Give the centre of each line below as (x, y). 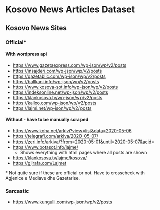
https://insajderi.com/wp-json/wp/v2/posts (57, 71)
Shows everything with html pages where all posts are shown (84, 152)
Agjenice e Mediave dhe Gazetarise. (43, 178)
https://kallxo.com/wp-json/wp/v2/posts (54, 103)
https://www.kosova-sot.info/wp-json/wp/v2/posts (65, 87)
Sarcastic (17, 191)
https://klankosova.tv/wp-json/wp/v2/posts (57, 97)
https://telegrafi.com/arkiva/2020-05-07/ (55, 136)
